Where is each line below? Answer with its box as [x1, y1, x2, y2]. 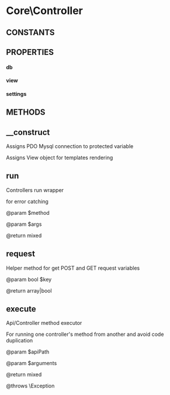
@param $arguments [6, 360, 57, 367]
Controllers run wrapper [6, 186, 64, 194]
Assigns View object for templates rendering [6, 154, 113, 161]
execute [6, 304, 36, 314]
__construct [6, 127, 50, 137]
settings [6, 90, 27, 97]
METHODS [6, 107, 46, 118]
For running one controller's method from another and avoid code [6, 331, 164, 338]
